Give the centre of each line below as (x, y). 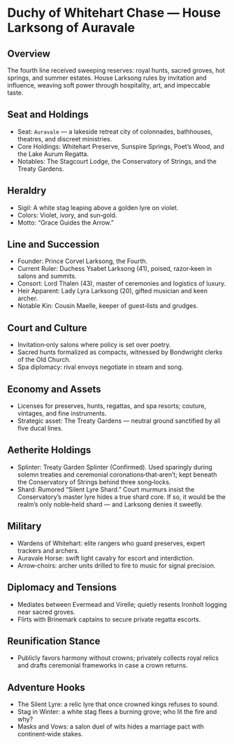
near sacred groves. (46, 612)
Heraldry (27, 191)
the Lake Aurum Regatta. (53, 154)
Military (24, 526)
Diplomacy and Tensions (62, 588)
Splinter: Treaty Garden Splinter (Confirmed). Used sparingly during (115, 467)
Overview (29, 54)
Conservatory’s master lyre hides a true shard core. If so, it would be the (121, 497)
